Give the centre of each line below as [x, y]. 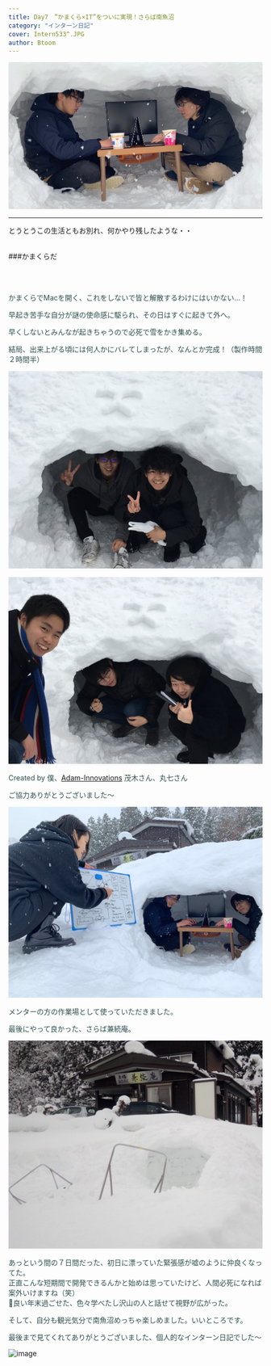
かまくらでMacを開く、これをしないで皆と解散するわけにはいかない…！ [128, 297]
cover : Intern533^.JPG [46, 34]
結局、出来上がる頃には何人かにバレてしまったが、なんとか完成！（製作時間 [135, 349]
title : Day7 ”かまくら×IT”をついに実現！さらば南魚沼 [92, 17]
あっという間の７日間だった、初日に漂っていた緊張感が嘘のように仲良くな [132, 1263]
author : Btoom [32, 43]
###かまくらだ [33, 256]
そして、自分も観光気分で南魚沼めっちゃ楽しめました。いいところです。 [128, 1320]
